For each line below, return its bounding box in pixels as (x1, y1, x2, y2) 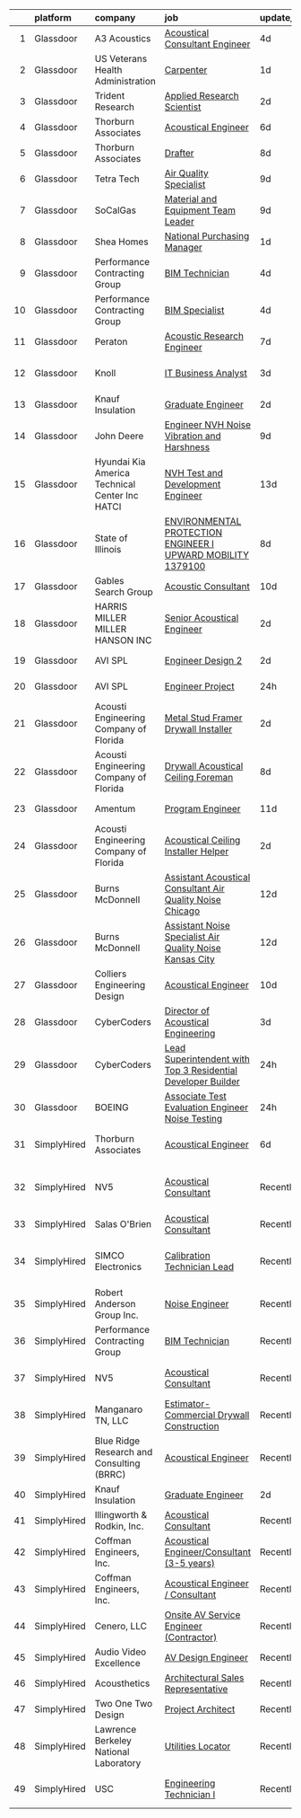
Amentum (94, 803, 136, 815)
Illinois (94, 543, 122, 555)
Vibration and (164, 430, 221, 442)
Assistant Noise (164, 920, 231, 931)
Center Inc (94, 490, 139, 501)
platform (34, 12, 72, 23)
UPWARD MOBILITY (164, 549, 249, 560)
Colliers (94, 967, 127, 980)
